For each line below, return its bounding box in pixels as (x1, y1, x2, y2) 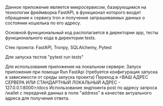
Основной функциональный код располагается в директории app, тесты (5, 30, 159, 35)
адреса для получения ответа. (5, 95, 70, 101)
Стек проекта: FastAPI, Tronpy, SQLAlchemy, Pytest (5, 45, 112, 50)
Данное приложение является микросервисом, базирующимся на (5, 4, 147, 10)
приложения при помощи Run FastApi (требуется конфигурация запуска (5, 69, 158, 75)
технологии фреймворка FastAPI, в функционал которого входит (5, 9, 141, 15)
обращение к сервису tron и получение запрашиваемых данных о (5, 15, 145, 20)
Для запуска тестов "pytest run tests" (5, 54, 84, 60)
